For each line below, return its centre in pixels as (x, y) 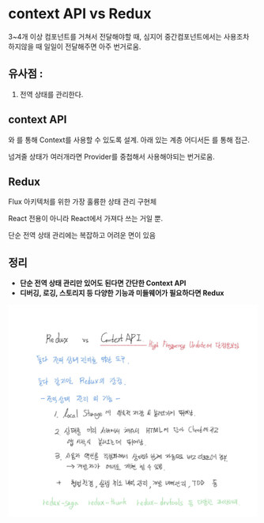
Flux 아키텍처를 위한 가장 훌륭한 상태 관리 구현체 (82, 201)
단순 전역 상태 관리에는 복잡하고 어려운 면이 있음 (82, 235)
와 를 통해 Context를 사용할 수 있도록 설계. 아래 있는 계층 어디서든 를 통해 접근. (129, 140)
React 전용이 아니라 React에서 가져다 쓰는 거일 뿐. (86, 219)
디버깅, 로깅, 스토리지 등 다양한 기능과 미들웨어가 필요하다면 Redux (122, 293)
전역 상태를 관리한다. (51, 94)
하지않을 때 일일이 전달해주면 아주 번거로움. (75, 46)
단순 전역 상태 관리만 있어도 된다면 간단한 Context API (103, 283)
